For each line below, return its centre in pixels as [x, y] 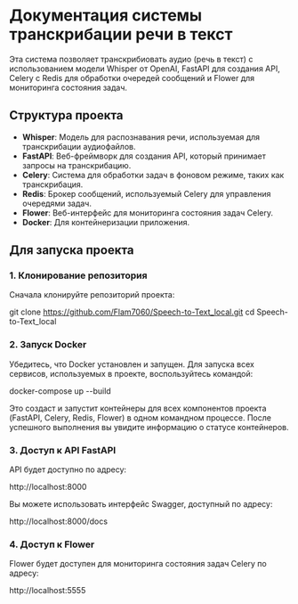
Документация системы [106, 16]
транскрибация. [52, 184]
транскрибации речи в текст [121, 34]
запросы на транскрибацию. [77, 165]
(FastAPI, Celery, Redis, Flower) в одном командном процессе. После [140, 417]
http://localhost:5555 [48, 591]
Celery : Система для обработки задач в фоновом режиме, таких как [153, 175]
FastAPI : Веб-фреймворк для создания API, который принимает [144, 156]
